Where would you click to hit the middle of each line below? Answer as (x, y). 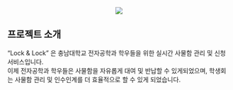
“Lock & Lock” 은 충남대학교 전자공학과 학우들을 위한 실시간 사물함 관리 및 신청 (117, 52)
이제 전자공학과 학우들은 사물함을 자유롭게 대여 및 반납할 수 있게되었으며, (107, 70)
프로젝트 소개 (34, 34)
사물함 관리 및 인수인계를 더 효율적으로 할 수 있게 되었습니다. (98, 79)
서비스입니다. (25, 62)
